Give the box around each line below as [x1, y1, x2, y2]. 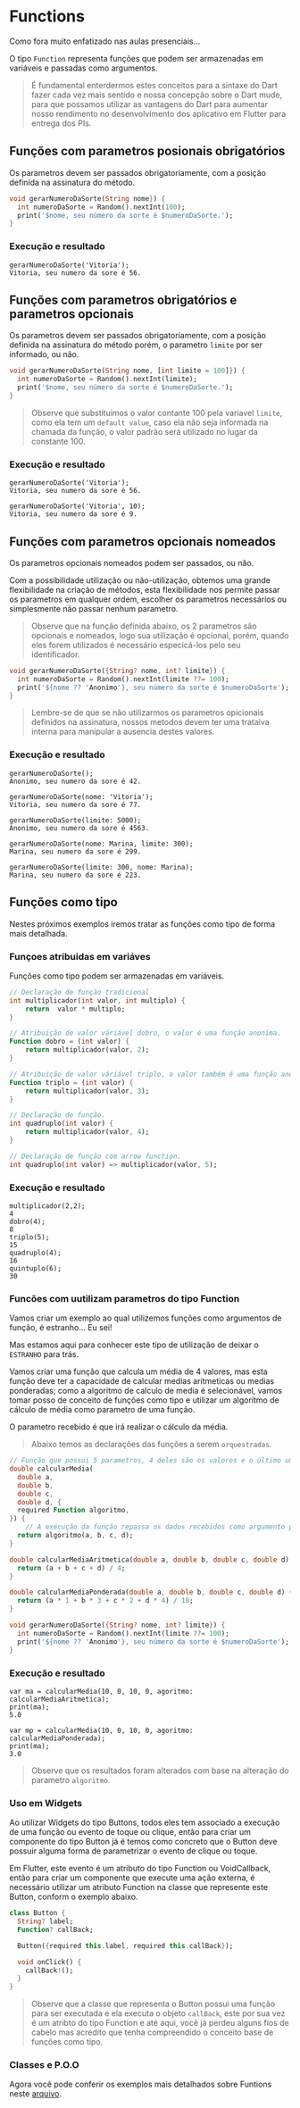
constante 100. [30, 436, 87, 446]
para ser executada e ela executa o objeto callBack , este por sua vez [30, 2008, 286, 2019]
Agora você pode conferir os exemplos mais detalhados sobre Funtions [9, 2079, 272, 2090]
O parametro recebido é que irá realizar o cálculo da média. [9, 1421, 229, 1432]
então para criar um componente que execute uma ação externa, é [9, 1872, 255, 1883]
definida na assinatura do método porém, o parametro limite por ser [9, 339, 263, 350]
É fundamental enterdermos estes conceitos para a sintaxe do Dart [30, 79, 279, 90]
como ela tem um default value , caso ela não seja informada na [30, 417, 269, 428]
